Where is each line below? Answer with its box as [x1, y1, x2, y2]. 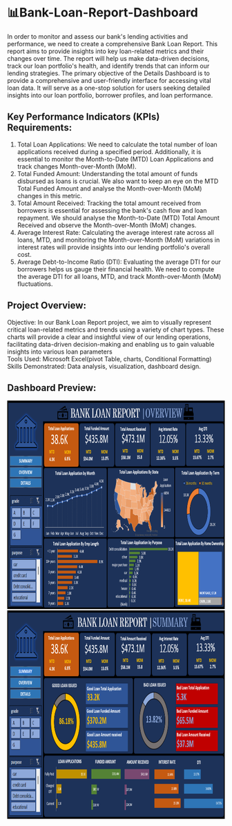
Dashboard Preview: [7, 382, 97, 394]
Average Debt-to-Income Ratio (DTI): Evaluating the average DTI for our [17, 258, 221, 266]
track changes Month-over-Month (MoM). [17, 162, 137, 171]
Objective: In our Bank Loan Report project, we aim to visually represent [7, 318, 212, 326]
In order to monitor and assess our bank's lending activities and [7, 32, 188, 41]
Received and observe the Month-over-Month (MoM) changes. [17, 221, 197, 229]
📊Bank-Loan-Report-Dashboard [7, 5, 198, 21]
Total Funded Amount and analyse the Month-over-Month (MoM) [17, 184, 202, 193]
